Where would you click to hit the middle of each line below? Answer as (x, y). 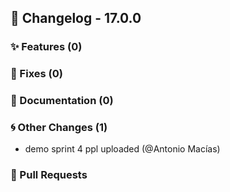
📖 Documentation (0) (62, 101)
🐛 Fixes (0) (36, 74)
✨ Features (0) (46, 47)
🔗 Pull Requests (49, 175)
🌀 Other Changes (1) (59, 128)
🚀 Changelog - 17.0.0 (76, 18)
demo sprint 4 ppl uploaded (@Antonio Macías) (122, 149)
